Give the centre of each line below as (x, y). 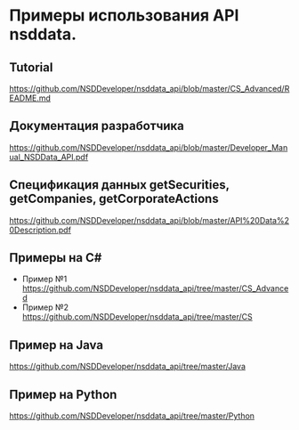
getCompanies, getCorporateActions (114, 199)
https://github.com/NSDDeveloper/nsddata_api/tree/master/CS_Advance (155, 288)
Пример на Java (57, 345)
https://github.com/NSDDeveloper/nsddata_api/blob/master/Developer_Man (149, 147)
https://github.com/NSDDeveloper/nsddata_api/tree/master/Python (132, 416)
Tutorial (31, 67)
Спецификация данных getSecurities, (119, 185)
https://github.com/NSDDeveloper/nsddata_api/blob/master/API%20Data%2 (149, 220)
